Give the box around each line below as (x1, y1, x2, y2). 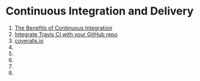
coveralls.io (14, 37, 44, 44)
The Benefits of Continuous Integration (14, 24, 113, 31)
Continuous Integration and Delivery (5, 4, 194, 18)
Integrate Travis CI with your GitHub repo (14, 30, 118, 37)
